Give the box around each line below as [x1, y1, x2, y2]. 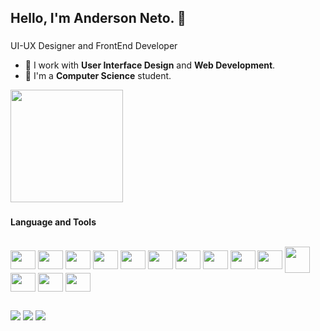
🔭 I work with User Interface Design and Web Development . [24, 59, 276, 71]
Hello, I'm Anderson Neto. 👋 [10, 10, 187, 27]
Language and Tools [10, 216, 97, 228]
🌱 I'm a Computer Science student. [24, 70, 172, 82]
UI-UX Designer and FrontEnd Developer [10, 40, 178, 52]
